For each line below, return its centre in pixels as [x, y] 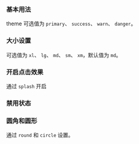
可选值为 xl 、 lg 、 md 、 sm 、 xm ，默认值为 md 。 [64, 55]
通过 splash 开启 [26, 86]
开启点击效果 [25, 72]
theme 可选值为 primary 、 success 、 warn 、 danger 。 [71, 24]
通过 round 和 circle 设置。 [40, 135]
